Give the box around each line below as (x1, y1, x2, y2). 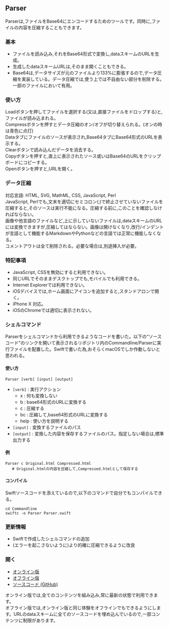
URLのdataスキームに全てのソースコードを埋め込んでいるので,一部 (13, 611, 152, 617)
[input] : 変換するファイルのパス (12, 424, 81, 430)
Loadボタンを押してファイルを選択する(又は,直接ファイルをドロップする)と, (5, 109, 163, 115)
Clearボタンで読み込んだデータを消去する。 (5, 147, 96, 153)
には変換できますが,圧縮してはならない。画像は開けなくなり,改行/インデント (5, 224, 164, 230)
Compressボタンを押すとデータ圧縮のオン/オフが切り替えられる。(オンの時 (5, 122, 162, 128)
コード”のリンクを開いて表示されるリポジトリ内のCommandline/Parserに (5, 340, 157, 346)
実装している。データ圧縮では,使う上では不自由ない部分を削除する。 (21, 76, 164, 83)
